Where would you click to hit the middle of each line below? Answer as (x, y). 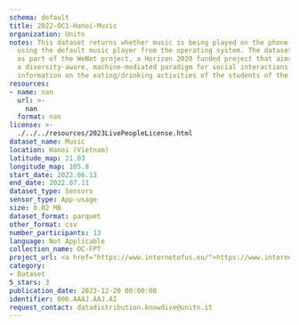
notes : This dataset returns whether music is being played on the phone (149, 42)
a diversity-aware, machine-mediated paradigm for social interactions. (155, 68)
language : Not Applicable (57, 241)
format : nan (40, 117)
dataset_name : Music (48, 142)
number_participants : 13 (55, 232)
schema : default (39, 17)
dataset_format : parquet (55, 216)
